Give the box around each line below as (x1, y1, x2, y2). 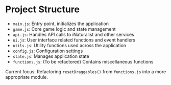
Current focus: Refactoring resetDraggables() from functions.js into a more (5, 68, 166, 75)
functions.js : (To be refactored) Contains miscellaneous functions (12, 58, 154, 65)
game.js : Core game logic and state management (12, 26, 116, 32)
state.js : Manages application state (12, 53, 89, 59)
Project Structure (5, 4, 80, 15)
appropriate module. (5, 74, 48, 80)
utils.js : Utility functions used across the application (12, 42, 127, 48)
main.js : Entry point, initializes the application (12, 20, 109, 27)
